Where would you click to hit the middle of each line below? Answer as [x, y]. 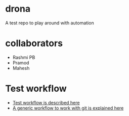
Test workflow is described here [46, 102]
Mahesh [21, 68]
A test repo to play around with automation [50, 23]
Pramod [21, 63]
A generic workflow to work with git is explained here [68, 108]
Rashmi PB [24, 57]
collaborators [34, 43]
